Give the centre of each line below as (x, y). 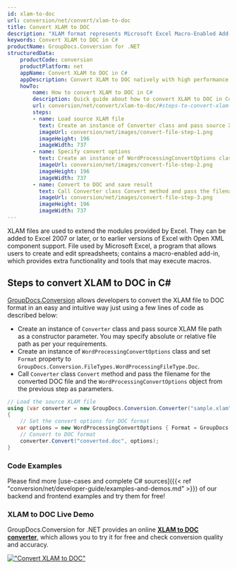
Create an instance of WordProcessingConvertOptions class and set (114, 351)
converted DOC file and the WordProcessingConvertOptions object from (120, 381)
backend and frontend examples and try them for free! (86, 496)
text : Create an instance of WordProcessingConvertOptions (127, 158)
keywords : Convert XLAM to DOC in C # (63, 40)
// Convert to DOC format (58, 435)
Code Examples (35, 465)
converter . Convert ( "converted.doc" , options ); (90, 441)
